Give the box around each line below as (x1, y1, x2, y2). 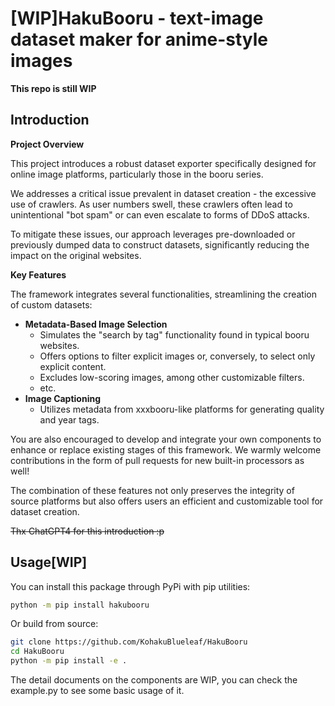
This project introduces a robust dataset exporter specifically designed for (10, 157, 317, 169)
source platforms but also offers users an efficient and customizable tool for (10, 495, 324, 507)
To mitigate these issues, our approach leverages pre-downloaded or (10, 228, 296, 240)
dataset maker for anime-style (10, 28, 269, 51)
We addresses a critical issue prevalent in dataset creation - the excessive (10, 187, 317, 199)
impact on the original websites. (10, 249, 142, 261)
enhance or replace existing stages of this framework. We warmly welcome (10, 443, 322, 456)
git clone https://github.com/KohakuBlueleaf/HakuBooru (10, 637, 248, 647)
